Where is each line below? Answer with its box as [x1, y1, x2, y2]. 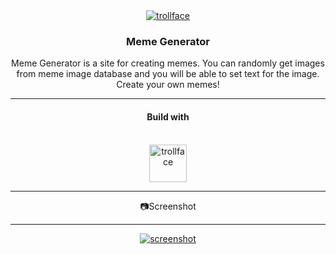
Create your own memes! [116, 79, 220, 91]
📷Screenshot [139, 200, 197, 212]
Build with [146, 110, 190, 123]
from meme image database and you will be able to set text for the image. [16, 68, 320, 80]
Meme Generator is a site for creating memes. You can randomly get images [11, 57, 325, 69]
